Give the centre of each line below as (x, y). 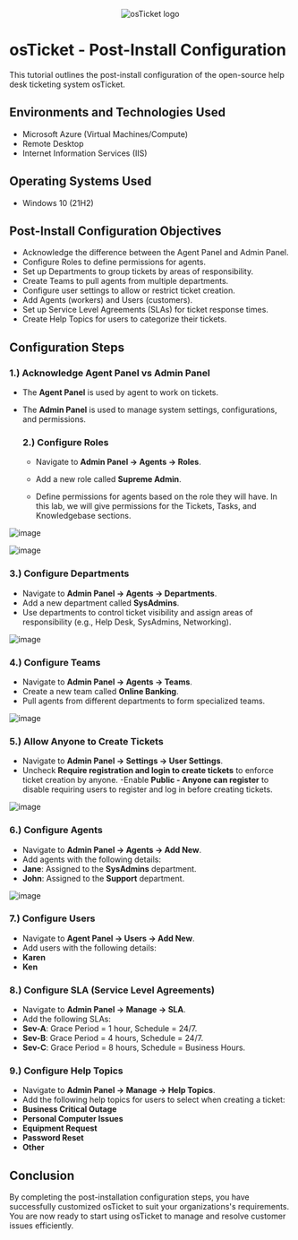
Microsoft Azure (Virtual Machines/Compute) (105, 133)
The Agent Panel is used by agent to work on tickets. (120, 392)
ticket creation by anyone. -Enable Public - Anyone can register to (145, 780)
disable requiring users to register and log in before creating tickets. (147, 789)
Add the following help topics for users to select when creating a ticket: (153, 1100)
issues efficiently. (42, 1226)
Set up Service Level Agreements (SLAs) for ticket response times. (145, 310)
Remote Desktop (53, 143)
